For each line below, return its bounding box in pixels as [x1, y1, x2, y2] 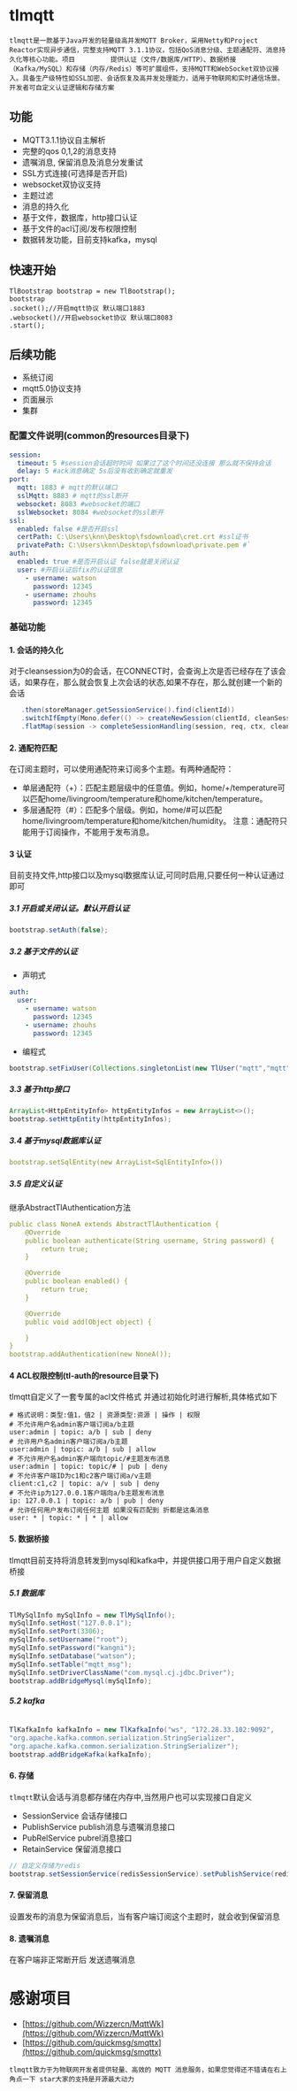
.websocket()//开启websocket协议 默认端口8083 [9, 313, 173, 322]
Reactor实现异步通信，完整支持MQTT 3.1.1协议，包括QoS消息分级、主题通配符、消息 [9, 45, 280, 54]
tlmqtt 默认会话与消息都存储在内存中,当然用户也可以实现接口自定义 [9, 1792, 252, 1803]
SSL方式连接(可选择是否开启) [21, 167, 128, 178]
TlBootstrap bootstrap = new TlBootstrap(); [9, 287, 176, 296]
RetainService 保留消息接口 [21, 1844, 122, 1855]
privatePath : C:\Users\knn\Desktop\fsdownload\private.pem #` [17, 541, 251, 550]
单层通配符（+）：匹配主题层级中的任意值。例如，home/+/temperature [21, 782, 278, 793]
